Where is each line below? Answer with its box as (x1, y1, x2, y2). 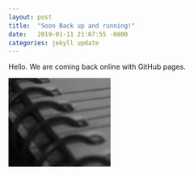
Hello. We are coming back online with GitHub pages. (8, 62, 186, 72)
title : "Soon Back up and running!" (8, 21, 136, 30)
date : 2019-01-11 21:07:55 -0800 (8, 30, 129, 38)
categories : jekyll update (8, 39, 99, 47)
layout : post (8, 13, 53, 21)
